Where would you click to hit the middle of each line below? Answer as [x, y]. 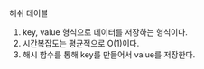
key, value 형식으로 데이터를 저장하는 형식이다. [105, 32]
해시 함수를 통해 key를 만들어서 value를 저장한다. [109, 55]
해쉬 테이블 [29, 13]
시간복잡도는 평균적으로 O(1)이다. [81, 43]
